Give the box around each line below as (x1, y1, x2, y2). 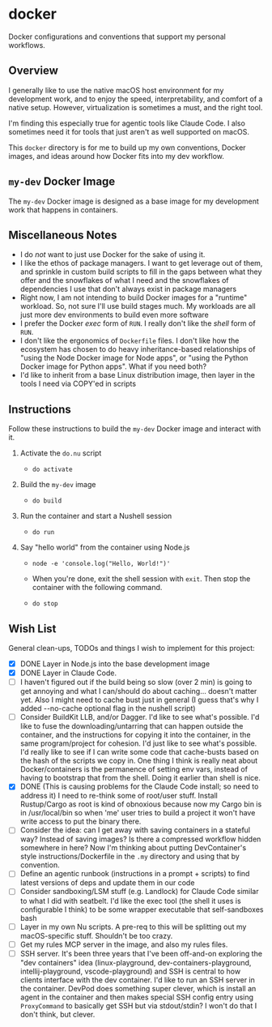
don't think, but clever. (19, 1009, 96, 1019)
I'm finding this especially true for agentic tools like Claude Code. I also (8, 118, 245, 128)
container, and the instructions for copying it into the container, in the (19, 730, 251, 740)
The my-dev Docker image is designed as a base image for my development (8, 196, 259, 206)
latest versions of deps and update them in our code (19, 878, 195, 888)
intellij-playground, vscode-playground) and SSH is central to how (19, 966, 241, 976)
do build (32, 497, 62, 505)
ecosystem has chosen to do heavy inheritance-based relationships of (19, 344, 256, 354)
